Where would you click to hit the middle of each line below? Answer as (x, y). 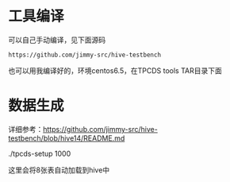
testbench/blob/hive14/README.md (67, 138)
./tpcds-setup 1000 (40, 153)
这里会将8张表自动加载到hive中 (59, 170)
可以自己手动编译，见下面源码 (57, 40)
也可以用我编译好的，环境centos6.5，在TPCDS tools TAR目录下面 (115, 70)
